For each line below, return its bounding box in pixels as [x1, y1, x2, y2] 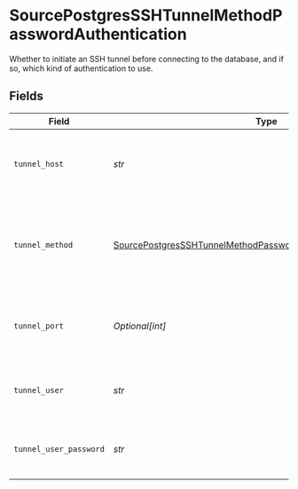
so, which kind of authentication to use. [9, 63, 153, 74]
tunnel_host [13, 159, 65, 169]
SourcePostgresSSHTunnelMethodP [9, 5, 283, 26]
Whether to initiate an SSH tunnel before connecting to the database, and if [9, 53, 284, 64]
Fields [9, 89, 44, 104]
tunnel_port [13, 320, 65, 331]
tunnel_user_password [13, 444, 105, 454]
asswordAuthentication [9, 24, 188, 44]
